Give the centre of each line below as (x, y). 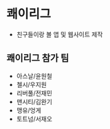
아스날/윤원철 (34, 75)
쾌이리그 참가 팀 (38, 58)
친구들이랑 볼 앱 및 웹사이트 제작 (59, 34)
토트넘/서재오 (34, 119)
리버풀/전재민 (34, 93)
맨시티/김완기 (34, 102)
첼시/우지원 (32, 84)
